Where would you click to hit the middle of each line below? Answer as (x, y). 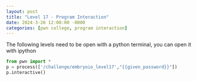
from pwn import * (29, 62)
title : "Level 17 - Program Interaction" (58, 17)
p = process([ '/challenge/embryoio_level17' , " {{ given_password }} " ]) (92, 67)
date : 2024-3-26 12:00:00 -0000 (46, 22)
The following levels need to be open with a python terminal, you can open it (99, 45)
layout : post (22, 11)
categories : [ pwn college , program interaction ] (67, 28)
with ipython (21, 51)
